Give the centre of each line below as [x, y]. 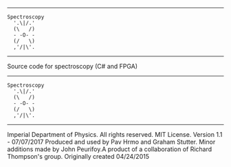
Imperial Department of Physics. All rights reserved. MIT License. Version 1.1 [115, 134]
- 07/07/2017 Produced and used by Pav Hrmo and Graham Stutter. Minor [111, 142]
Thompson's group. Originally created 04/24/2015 [78, 156]
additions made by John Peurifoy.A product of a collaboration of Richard [110, 149]
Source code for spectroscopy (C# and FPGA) [73, 66]
